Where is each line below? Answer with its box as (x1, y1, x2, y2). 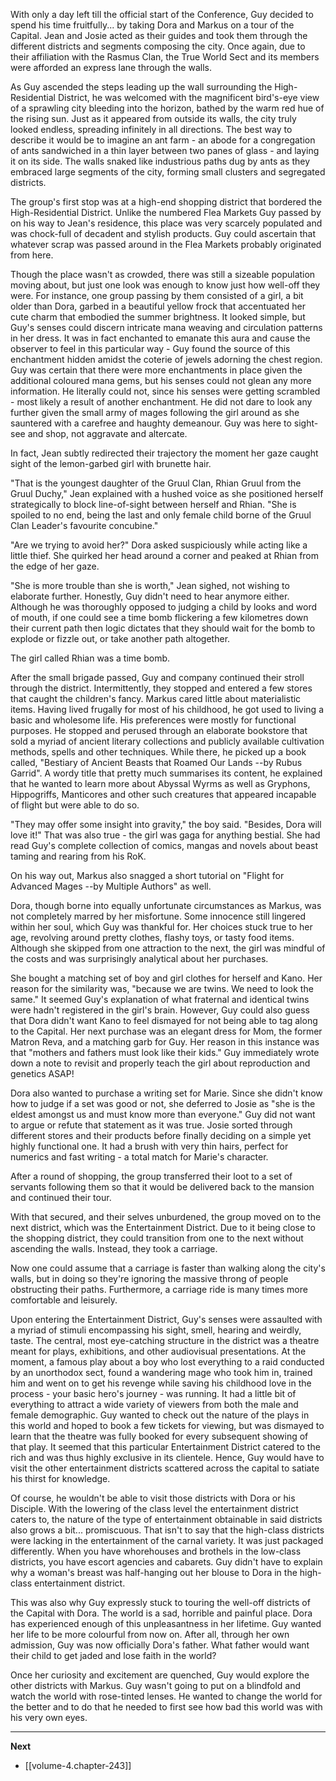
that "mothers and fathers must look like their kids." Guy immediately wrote (10, 1047, 320, 1058)
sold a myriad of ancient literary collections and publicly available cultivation (10, 735, 325, 747)
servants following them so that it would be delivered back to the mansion (10, 1181, 315, 1193)
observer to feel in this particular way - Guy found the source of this (10, 343, 291, 354)
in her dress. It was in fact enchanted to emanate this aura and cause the (10, 332, 311, 344)
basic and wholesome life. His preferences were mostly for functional (10, 714, 297, 726)
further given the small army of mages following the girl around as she (10, 407, 300, 418)
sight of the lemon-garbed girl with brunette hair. (10, 458, 212, 469)
